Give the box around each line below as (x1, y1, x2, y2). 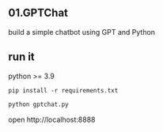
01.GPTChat (8, 6, 69, 20)
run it (8, 51, 36, 64)
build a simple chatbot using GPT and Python (8, 27, 156, 36)
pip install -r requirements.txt (8, 86, 119, 94)
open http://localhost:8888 (8, 115, 96, 124)
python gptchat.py (8, 100, 69, 108)
